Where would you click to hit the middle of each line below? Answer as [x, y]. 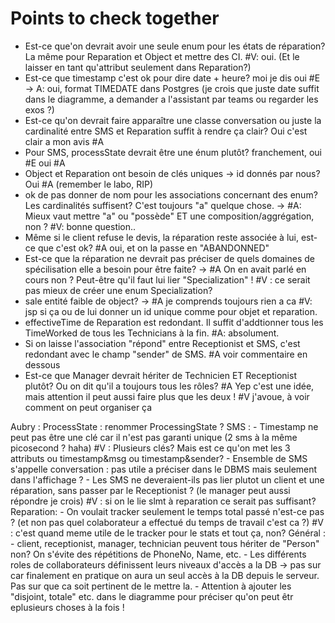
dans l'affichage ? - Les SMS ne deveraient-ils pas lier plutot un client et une [167, 479]
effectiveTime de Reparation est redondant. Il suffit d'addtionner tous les [174, 322]
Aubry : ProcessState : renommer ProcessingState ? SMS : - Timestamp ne [164, 426]
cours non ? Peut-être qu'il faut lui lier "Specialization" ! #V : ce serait [167, 279]
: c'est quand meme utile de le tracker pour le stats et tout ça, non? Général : [168, 533]
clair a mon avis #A [64, 141]
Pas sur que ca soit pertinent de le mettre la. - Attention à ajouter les [151, 586]
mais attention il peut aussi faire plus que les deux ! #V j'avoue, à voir [167, 396]
